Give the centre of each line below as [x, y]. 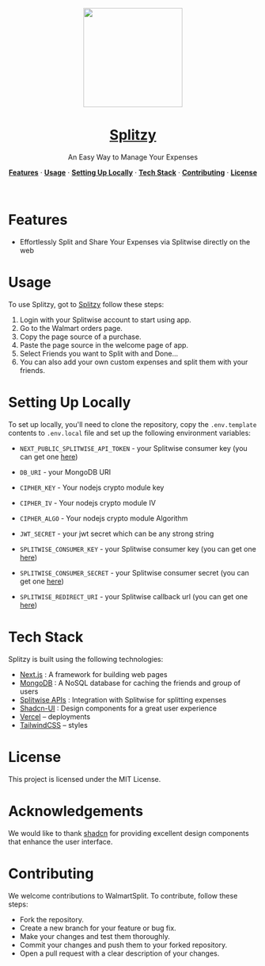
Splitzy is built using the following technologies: [86, 659]
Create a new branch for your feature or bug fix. [98, 928]
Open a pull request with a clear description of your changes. [119, 953]
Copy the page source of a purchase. [80, 337]
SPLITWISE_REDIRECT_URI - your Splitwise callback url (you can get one [134, 596]
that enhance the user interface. [61, 841]
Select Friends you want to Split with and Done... [99, 353]
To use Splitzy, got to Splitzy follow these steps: [86, 304]
